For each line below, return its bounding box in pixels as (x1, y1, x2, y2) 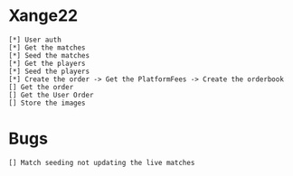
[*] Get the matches (8, 42, 87, 52)
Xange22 (8, 5, 79, 26)
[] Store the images (8, 98, 87, 107)
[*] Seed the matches (8, 51, 90, 60)
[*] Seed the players (8, 67, 90, 76)
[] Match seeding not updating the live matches (8, 158, 195, 167)
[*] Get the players (8, 59, 87, 68)
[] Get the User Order (8, 90, 94, 99)
